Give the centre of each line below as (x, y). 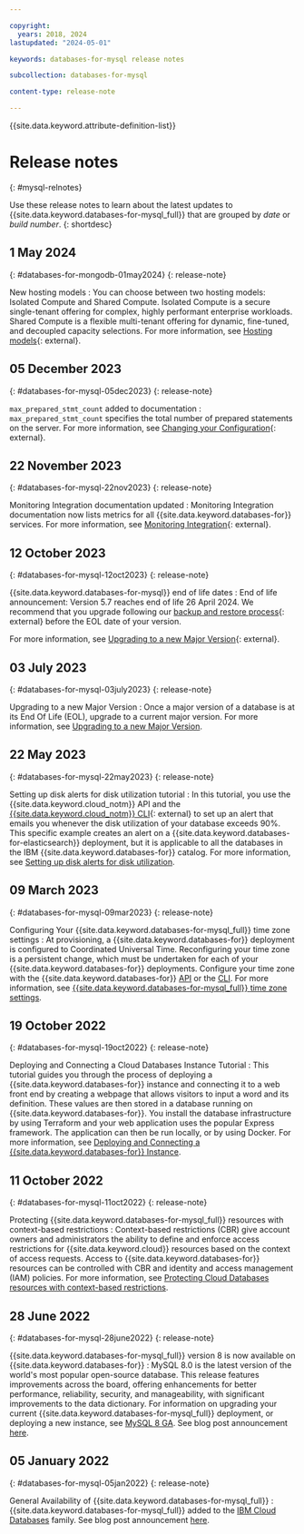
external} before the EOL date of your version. (95, 622)
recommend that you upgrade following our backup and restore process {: (147, 612)
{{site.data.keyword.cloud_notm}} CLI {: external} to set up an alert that (142, 813)
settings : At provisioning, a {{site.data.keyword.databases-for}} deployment (152, 939)
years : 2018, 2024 (53, 34)
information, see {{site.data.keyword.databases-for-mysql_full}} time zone (148, 988)
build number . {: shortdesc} (61, 224)
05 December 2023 (66, 369)
